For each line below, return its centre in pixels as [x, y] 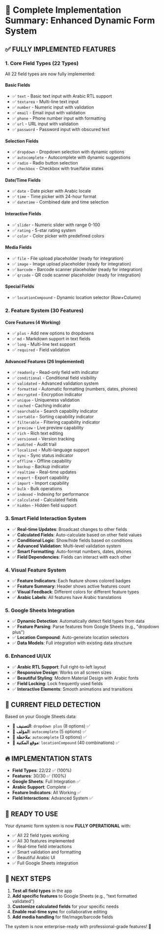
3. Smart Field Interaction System [46, 518]
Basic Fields [18, 85]
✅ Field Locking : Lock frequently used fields [57, 683]
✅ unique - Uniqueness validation [46, 400]
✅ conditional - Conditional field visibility [54, 378]
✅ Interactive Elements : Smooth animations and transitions [72, 689]
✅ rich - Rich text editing [38, 434]
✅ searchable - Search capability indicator [55, 411]
